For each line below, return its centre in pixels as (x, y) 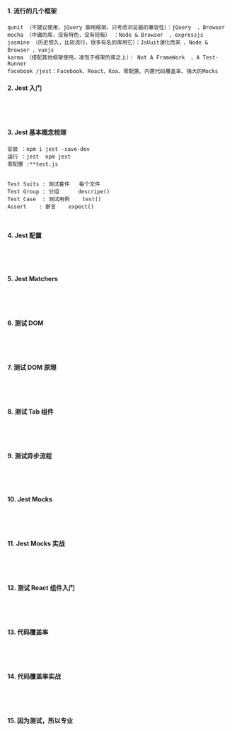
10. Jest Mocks (30, 499)
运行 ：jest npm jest (39, 157)
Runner (17, 64)
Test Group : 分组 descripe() (59, 191)
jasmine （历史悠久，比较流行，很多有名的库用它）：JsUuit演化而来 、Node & (108, 42)
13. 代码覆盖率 (28, 632)
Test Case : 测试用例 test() (54, 199)
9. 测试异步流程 (30, 456)
